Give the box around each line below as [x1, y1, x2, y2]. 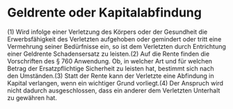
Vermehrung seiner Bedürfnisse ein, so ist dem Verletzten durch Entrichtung [7, 42, 226, 50]
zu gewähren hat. [7, 93, 58, 101]
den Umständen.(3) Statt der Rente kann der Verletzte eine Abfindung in [7, 71, 214, 80]
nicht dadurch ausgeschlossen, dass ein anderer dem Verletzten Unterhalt [7, 86, 220, 95]
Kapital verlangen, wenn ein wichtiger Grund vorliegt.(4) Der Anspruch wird [7, 79, 224, 87]
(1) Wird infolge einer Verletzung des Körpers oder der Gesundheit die [7, 28, 208, 36]
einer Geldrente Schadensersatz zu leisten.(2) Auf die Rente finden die [7, 50, 210, 58]
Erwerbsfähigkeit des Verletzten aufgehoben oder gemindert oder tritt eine [7, 34, 222, 43]
